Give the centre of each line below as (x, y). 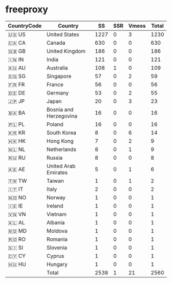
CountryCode (25, 26)
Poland (55, 124)
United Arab (61, 166)
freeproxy (27, 10)
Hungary (57, 264)
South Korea (62, 133)
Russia (55, 158)
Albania (56, 222)
